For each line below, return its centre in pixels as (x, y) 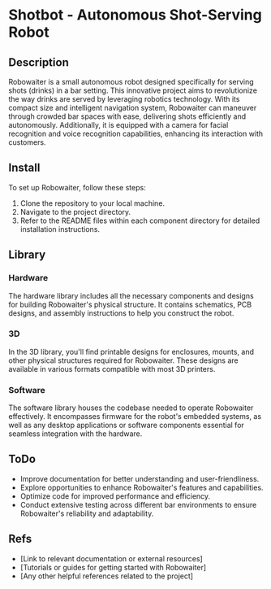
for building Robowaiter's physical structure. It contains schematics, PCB (130, 304)
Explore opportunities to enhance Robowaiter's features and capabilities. (142, 487)
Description (39, 62)
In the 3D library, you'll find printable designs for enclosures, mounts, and (131, 351)
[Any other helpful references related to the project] (106, 576)
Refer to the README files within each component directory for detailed (140, 220)
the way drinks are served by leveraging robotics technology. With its (124, 99)
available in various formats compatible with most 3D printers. (112, 369)
